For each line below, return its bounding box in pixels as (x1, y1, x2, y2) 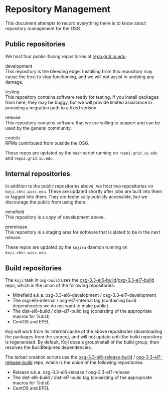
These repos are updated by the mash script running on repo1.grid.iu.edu (5, 149, 158, 156)
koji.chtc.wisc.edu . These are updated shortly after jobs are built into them (5, 188, 162, 194)
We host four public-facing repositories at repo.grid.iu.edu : (5, 53, 127, 59)
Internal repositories (5, 169, 70, 178)
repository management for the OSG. (5, 25, 82, 31)
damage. (5, 79, 24, 85)
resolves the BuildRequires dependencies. (5, 344, 92, 350)
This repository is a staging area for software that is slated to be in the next (5, 229, 160, 235)
